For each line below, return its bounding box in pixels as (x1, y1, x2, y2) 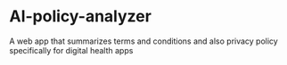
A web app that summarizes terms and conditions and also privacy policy (9, 36, 278, 46)
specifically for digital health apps (9, 45, 134, 55)
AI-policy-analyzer (9, 6, 152, 27)
